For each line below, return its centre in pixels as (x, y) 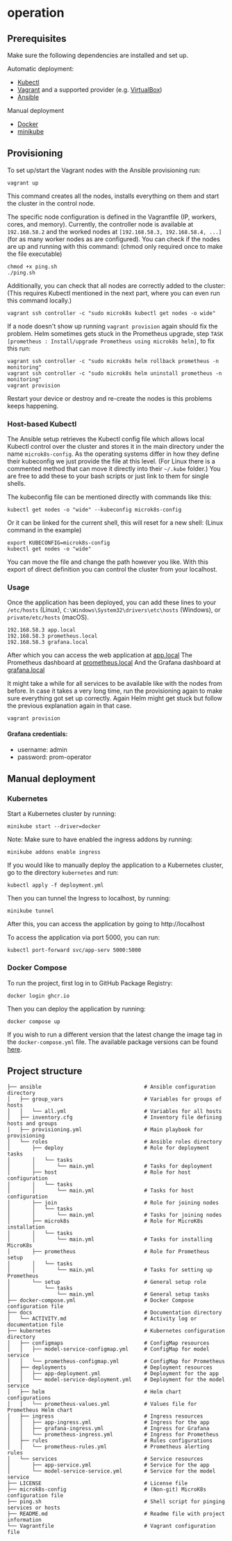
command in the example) (44, 530)
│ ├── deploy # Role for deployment (108, 1148)
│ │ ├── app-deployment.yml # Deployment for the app (113, 1374)
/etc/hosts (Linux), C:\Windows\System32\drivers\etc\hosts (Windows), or (114, 610)
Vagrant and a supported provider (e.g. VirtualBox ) (90, 90)
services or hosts (34, 1508)
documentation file (35, 1325)
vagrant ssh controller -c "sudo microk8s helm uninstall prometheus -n (115, 373)
